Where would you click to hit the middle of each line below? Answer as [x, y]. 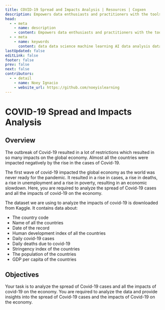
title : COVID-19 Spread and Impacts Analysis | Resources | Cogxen [76, 10]
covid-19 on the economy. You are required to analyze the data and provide [81, 292]
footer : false [20, 60]
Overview [20, 140]
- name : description [35, 28]
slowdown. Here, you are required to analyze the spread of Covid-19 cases [81, 188]
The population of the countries [44, 254]
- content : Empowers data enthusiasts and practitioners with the [83, 32]
